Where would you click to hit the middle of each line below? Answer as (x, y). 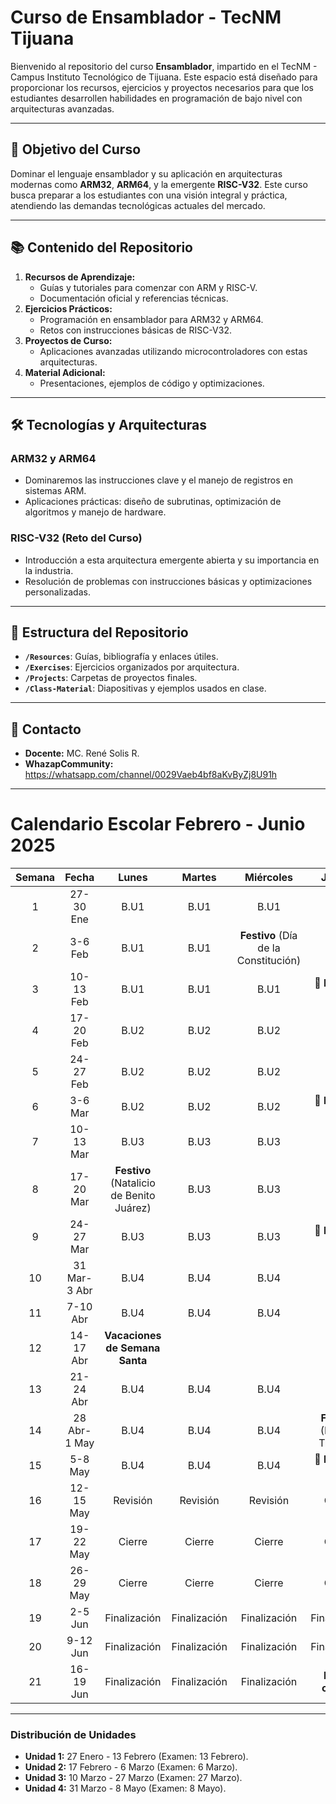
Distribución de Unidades (73, 1735)
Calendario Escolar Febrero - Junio (158, 824)
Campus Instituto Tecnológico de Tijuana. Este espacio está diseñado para (164, 77)
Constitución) (269, 961)
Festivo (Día (268, 936)
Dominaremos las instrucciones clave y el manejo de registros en (158, 480)
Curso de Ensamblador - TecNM (146, 17)
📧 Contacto (46, 729)
